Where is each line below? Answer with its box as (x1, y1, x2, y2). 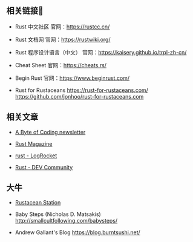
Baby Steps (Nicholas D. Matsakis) (15, 211, 101, 218)
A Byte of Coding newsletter (15, 128, 86, 136)
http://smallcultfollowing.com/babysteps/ (15, 217, 118, 224)
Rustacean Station (15, 199, 61, 206)
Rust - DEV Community (15, 163, 73, 171)
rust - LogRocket (15, 152, 57, 159)
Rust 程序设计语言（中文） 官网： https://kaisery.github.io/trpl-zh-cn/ (15, 48, 187, 56)
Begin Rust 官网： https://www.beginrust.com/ (15, 74, 130, 82)
